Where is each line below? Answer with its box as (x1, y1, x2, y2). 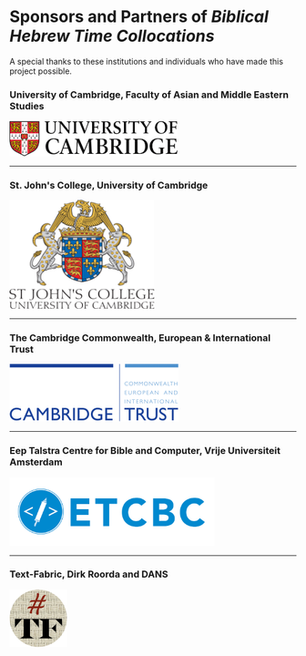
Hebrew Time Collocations (9, 26, 215, 46)
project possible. (9, 66, 73, 77)
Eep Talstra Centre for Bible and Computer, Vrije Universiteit (9, 445, 280, 457)
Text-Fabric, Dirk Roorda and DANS (9, 568, 168, 580)
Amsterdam (9, 456, 63, 468)
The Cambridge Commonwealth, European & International (9, 331, 271, 343)
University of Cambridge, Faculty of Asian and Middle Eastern (9, 88, 290, 101)
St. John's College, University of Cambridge (9, 179, 209, 191)
